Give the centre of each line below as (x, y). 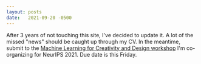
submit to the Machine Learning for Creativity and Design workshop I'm (96, 48)
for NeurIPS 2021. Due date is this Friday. (86, 54)
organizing (20, 54)
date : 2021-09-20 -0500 (39, 18)
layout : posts (24, 12)
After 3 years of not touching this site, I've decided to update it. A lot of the (100, 35)
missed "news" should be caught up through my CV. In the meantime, (94, 41)
